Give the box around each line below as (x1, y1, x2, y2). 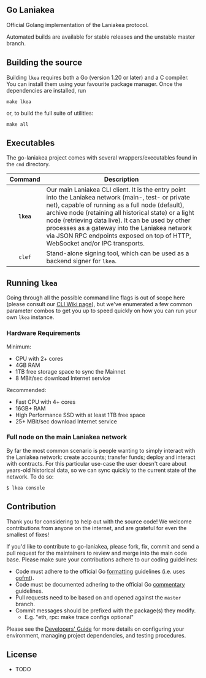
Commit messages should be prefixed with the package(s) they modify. (15, 607, 196, 614)
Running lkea (6, 277, 58, 288)
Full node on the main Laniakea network (6, 433, 128, 441)
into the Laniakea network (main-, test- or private (46, 193, 190, 202)
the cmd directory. (6, 161, 50, 168)
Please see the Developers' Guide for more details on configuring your (6, 625, 185, 633)
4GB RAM (15, 361, 40, 369)
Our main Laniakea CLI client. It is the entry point (46, 185, 186, 194)
